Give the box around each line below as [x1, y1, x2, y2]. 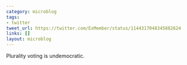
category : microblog [6, 8, 57, 15]
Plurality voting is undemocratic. [6, 53, 85, 59]
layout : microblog [6, 36, 51, 42]
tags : [6, 14, 20, 20]
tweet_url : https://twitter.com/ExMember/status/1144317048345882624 [6, 25, 182, 31]
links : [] [6, 31, 31, 37]
